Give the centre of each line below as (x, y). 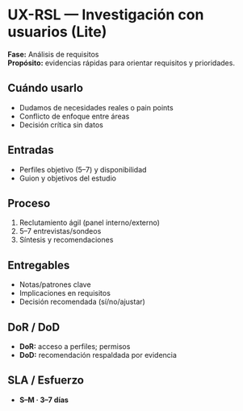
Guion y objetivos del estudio (67, 178)
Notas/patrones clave (55, 284)
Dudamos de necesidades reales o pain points (96, 107)
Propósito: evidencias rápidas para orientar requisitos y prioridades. (121, 63)
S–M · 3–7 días (44, 400)
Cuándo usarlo (46, 88)
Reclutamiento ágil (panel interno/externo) (90, 222)
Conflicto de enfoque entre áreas (74, 116)
